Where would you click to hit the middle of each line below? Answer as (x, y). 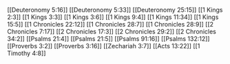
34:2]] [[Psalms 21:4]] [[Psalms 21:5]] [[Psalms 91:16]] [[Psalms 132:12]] (108, 39)
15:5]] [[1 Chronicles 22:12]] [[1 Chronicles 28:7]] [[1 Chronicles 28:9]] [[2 (111, 24)
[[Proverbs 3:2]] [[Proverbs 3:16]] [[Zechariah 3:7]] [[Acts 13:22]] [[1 (104, 46)
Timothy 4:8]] (27, 53)
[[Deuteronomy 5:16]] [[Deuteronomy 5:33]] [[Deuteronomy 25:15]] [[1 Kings (115, 10)
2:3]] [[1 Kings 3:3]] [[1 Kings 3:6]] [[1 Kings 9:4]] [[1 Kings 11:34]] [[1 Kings (113, 17)
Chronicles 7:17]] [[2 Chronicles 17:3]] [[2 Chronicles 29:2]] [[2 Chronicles (112, 31)
